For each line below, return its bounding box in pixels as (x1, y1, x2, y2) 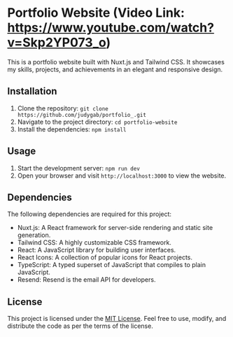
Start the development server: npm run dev (17, 164, 140, 172)
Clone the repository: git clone (17, 103, 108, 113)
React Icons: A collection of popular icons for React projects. (17, 253, 193, 261)
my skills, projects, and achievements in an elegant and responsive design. (7, 65, 223, 73)
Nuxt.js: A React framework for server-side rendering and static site (17, 224, 213, 232)
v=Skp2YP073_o (7, 35, 106, 50)
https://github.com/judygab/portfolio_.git (17, 111, 147, 118)
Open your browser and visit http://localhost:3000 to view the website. (17, 171, 227, 180)
